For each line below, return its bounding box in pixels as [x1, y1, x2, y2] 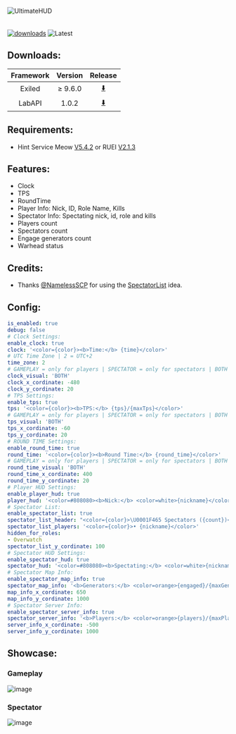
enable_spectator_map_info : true [7, 575, 105, 583]
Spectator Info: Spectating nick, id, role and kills [17, 212, 157, 220]
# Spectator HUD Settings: [7, 549, 86, 556]
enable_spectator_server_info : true [7, 608, 114, 616]
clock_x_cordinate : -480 [7, 379, 80, 386]
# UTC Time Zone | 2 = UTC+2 [7, 353, 93, 360]
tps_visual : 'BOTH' [7, 418, 65, 426]
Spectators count [17, 226, 68, 236]
